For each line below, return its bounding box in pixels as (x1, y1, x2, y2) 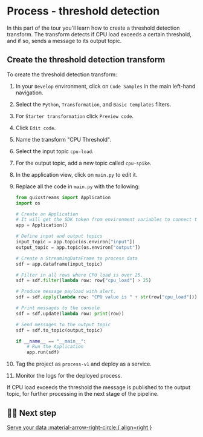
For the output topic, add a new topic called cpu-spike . (15, 159, 152, 166)
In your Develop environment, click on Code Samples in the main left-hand (15, 82, 196, 90)
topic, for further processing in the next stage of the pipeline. (7, 390, 159, 398)
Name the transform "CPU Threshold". (15, 136, 111, 143)
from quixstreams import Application (15, 194, 111, 200)
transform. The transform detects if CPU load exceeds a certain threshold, (7, 30, 192, 38)
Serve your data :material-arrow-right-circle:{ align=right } (7, 424, 152, 431)
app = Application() (15, 222, 68, 228)
